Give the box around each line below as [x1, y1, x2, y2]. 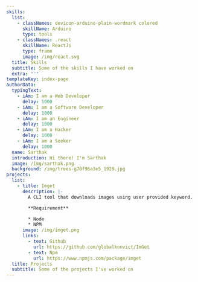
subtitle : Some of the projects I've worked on [11, 266, 134, 272]
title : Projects [11, 261, 53, 267]
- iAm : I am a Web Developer [17, 93, 91, 99]
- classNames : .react [17, 37, 71, 43]
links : [22, 233, 39, 239]
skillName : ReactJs [22, 43, 71, 49]
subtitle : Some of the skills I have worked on [11, 65, 134, 71]
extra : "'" [11, 71, 39, 77]
